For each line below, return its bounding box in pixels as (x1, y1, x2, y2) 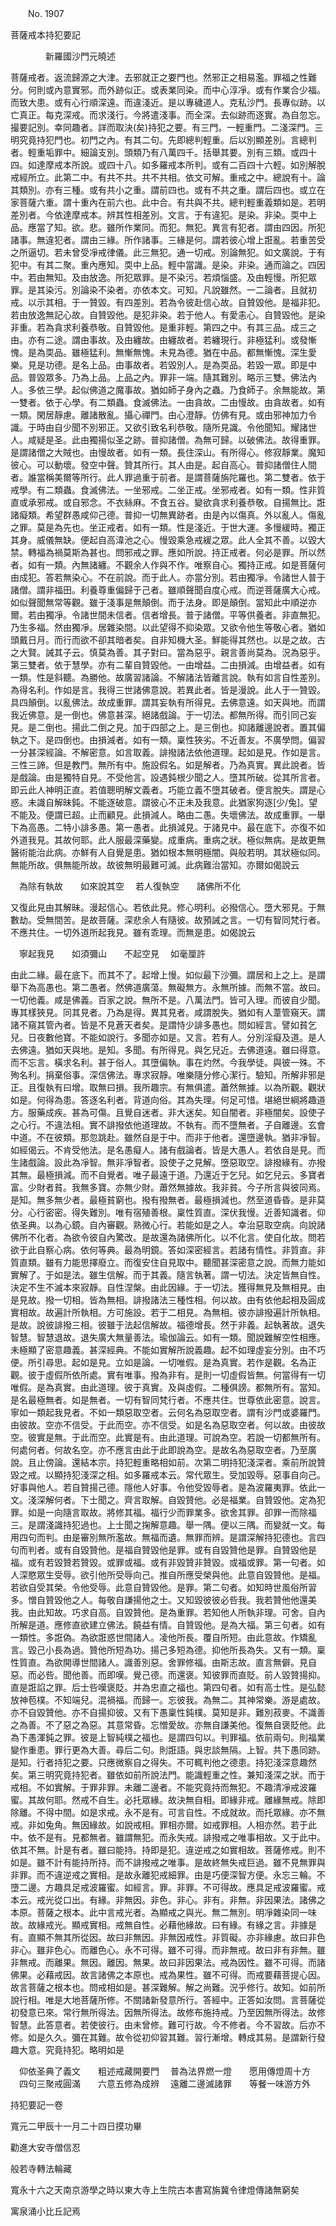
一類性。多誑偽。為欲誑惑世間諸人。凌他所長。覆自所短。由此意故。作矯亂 (10, 1632, 317, 1643)
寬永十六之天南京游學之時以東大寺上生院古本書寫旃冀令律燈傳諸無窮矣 (10, 2184, 300, 2196)
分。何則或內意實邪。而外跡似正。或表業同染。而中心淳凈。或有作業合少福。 (10, 84, 326, 96)
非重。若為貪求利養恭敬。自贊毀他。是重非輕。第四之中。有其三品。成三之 (10, 322, 317, 333)
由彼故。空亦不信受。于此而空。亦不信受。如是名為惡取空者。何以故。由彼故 (10, 1419, 326, 1431)
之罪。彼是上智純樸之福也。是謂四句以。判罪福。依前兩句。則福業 (53, 1732, 326, 1743)
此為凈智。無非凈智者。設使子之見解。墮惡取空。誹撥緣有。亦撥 (62, 1157, 326, 1168)
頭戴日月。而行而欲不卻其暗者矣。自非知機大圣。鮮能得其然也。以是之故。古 (10, 634, 326, 646)
